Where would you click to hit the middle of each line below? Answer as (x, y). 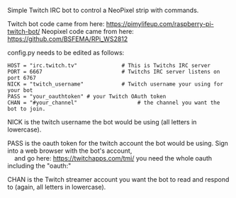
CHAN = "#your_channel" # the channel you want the (114, 103)
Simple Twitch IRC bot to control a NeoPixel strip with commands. (103, 10)
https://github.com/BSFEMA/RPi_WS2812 (68, 39)
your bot (20, 91)
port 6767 (22, 78)
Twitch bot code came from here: (56, 24)
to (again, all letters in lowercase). (57, 187)
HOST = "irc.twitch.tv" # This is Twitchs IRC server (109, 66)
